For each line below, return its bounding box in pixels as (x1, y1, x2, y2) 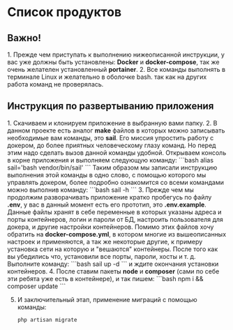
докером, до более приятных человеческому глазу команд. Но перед (7, 141, 216, 149)
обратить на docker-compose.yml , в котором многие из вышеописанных (7, 230, 227, 238)
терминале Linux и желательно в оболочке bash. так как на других (7, 73, 207, 81)
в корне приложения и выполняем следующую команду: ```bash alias (7, 156, 214, 164)
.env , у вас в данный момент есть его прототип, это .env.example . (7, 200, 207, 209)
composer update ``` (7, 282, 66, 290)
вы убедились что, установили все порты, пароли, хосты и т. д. (7, 252, 197, 260)
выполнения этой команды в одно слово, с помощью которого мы (7, 170, 206, 179)
